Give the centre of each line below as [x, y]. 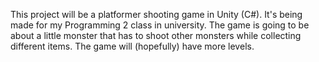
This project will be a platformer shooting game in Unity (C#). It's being [156, 14]
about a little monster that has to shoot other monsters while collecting [156, 35]
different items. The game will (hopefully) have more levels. [132, 46]
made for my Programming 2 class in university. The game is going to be [160, 25]
